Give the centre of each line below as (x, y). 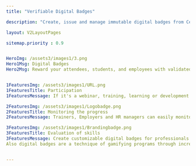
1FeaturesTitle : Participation (44, 90)
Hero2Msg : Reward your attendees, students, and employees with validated (99, 70)
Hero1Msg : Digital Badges (37, 64)
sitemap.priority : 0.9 (35, 43)
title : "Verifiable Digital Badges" (50, 11)
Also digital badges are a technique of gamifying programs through (91, 144)
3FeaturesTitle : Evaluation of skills (53, 133)
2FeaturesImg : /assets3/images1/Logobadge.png (64, 106)
